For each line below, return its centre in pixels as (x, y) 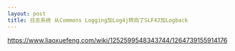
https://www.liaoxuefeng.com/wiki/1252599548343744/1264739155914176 (117, 40)
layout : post (27, 14)
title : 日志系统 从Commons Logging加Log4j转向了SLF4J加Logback (98, 20)
